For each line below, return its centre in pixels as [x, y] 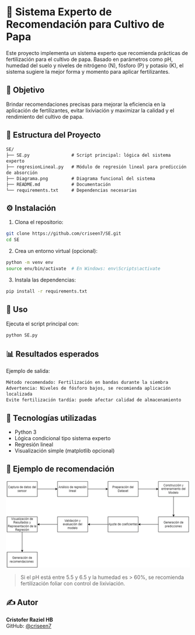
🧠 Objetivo [25, 90]
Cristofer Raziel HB [30, 619]
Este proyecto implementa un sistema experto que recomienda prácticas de [97, 53]
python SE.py [22, 335]
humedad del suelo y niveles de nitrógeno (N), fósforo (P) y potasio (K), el [95, 65]
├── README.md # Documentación [58, 184]
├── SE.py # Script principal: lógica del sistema [88, 155]
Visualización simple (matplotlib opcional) [65, 451]
